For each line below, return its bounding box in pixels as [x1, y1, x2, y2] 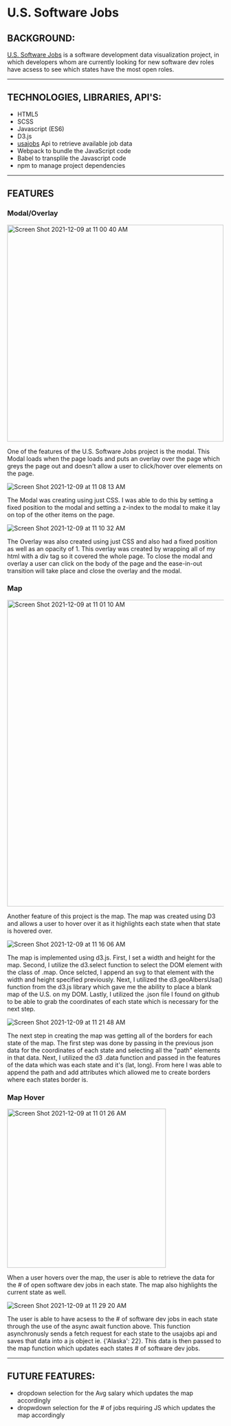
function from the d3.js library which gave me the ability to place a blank [7, 982, 212, 991]
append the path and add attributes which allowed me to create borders [7, 1068, 211, 1076]
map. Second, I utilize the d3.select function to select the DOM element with [7, 960, 223, 969]
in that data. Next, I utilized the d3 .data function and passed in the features [7, 1053, 221, 1062]
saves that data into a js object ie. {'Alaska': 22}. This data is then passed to [7, 1337, 221, 1345]
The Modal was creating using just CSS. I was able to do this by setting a [7, 495, 213, 504]
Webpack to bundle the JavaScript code [16, 146, 132, 155]
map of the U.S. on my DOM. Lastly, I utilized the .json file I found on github [7, 990, 220, 998]
